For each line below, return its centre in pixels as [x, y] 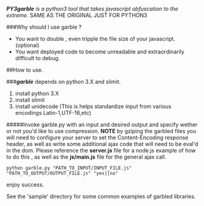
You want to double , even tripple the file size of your [81, 39]
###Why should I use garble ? [44, 27]
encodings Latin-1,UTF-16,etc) [53, 113]
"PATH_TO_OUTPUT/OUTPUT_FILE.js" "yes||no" [62, 173]
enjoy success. [25, 184]
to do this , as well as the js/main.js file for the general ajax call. [86, 157]
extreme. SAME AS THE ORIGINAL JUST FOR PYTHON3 [77, 15]
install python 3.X [37, 93]
